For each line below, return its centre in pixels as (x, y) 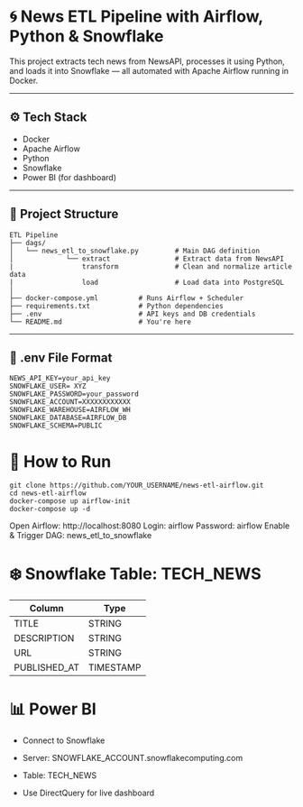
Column (47, 609)
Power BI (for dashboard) (69, 177)
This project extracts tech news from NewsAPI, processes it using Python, (147, 61)
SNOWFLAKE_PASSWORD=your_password (74, 394)
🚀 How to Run (60, 461)
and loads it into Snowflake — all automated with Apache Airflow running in (149, 70)
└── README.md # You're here (101, 322)
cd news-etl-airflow (48, 493)
